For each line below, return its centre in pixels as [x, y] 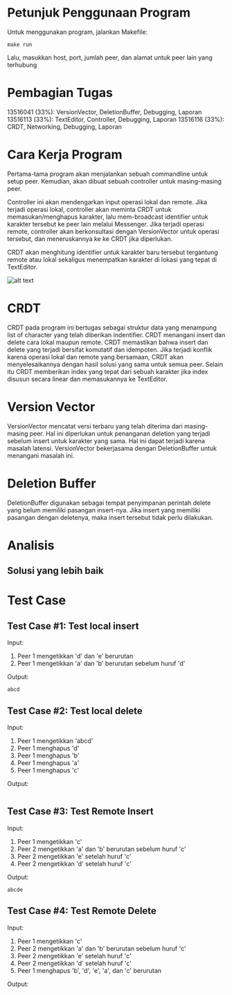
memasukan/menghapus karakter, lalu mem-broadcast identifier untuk [108, 217]
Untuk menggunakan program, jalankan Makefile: [77, 32]
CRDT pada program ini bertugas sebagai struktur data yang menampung [112, 328]
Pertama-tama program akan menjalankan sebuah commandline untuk [108, 174]
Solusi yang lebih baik [55, 571]
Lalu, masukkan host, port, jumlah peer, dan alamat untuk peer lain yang [110, 57]
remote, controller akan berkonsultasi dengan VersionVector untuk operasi [113, 231]
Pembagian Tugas [60, 93]
